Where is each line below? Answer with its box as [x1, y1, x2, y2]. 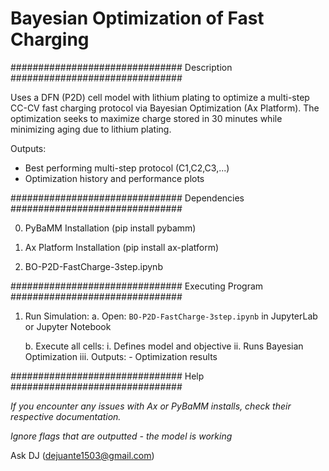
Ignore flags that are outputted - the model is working [10, 430, 233, 442]
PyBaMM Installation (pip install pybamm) [24, 222, 197, 234]
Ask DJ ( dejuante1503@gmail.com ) [10, 449, 155, 461]
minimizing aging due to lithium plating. [10, 123, 172, 135]
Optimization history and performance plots [24, 172, 205, 184]
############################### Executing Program [10, 280, 264, 292]
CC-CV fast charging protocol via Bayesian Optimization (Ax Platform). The [10, 102, 320, 114]
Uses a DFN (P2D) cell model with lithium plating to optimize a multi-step [10, 91, 310, 103]
